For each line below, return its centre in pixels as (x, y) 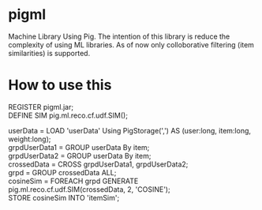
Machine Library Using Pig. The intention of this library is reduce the (119, 36)
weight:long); (30, 139)
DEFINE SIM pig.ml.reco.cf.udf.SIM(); (68, 115)
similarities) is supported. (49, 53)
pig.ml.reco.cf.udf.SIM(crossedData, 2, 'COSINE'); (90, 189)
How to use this (60, 85)
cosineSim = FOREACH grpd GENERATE (73, 181)
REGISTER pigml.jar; (41, 107)
